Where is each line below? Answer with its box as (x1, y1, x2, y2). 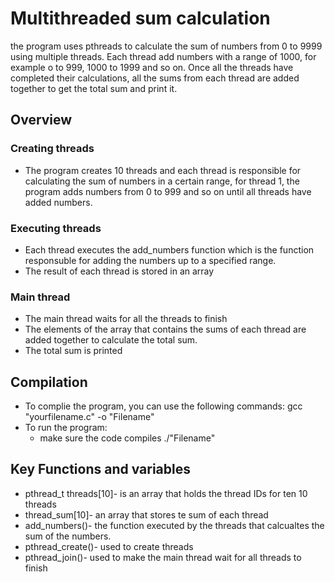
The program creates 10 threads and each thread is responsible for (24, 164, 302, 176)
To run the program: (24, 422, 108, 434)
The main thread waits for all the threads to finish (24, 313, 228, 325)
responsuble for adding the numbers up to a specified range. (24, 254, 277, 266)
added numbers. (24, 196, 93, 208)
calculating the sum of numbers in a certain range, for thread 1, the (24, 175, 300, 187)
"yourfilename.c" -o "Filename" (24, 411, 155, 423)
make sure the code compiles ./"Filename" (39, 432, 216, 444)
